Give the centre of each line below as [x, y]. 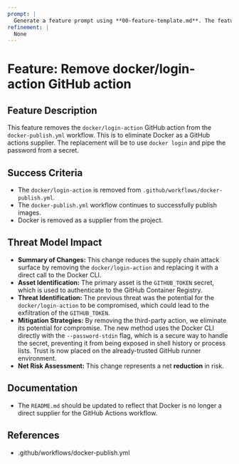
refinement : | [28, 27]
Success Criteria [45, 173]
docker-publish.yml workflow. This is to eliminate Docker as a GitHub [109, 135]
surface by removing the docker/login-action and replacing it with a [118, 267]
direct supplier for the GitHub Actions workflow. [87, 413]
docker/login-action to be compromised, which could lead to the [113, 305]
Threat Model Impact [55, 243]
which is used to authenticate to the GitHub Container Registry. [110, 290]
